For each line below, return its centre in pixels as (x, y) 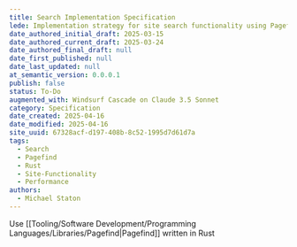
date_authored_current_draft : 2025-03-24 (87, 42)
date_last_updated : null (55, 67)
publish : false (37, 83)
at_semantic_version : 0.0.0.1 (65, 75)
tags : (19, 141)
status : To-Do (35, 91)
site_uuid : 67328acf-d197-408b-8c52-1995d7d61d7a (103, 133)
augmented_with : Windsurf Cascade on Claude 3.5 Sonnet (114, 100)
